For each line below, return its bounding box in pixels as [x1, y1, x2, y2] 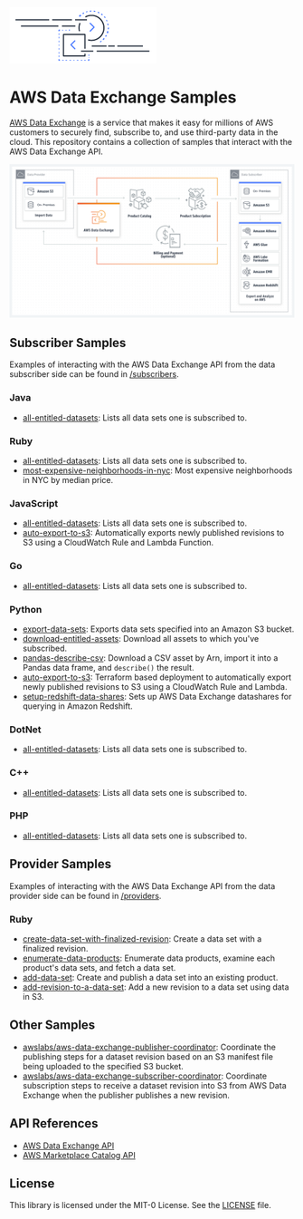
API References [9, 1116, 99, 1131]
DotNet [9, 723, 43, 736]
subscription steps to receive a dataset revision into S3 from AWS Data [22, 1079, 287, 1090]
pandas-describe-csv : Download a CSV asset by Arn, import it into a [22, 652, 279, 663]
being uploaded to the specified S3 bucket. [22, 1060, 184, 1071]
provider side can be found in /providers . [9, 890, 162, 901]
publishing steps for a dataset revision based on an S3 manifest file [22, 1050, 274, 1062]
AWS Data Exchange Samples [9, 87, 237, 108]
